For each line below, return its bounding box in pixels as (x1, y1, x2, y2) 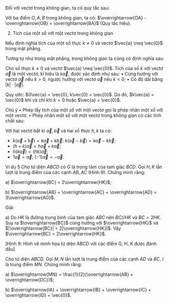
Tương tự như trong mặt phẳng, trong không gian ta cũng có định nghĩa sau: (5, 55, 164, 61)
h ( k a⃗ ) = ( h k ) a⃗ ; (12, 148, 48, 155)
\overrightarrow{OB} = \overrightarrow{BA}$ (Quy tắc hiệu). (5, 20, 131, 26)
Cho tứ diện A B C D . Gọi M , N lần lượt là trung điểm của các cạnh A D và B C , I (5, 256, 164, 262)
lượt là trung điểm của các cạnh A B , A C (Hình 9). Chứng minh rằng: (5, 169, 146, 175)
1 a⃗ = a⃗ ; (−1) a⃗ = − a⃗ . (12, 154, 65, 160)
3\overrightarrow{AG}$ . (5, 194, 55, 201)
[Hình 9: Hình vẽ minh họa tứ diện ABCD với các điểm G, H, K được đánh (5, 241, 157, 247)
